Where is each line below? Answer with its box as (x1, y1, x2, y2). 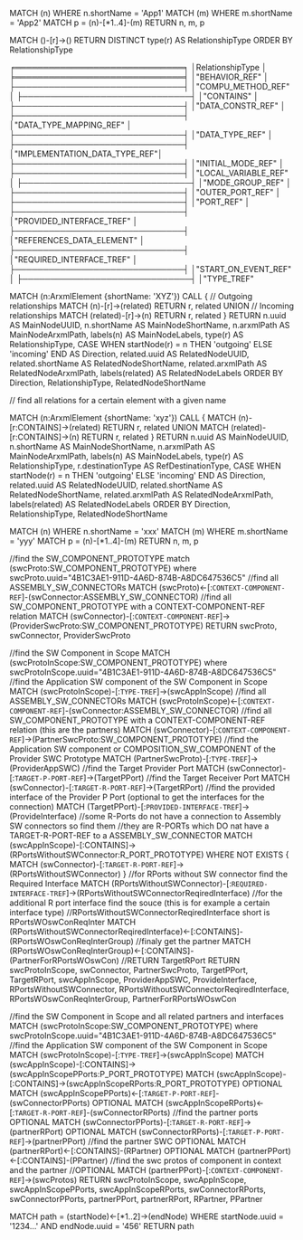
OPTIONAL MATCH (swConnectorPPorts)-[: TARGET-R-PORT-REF (9, 1117, 241, 1127)
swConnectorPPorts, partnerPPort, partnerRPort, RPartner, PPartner (9, 1194, 263, 1204)
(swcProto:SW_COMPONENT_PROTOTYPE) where (9, 563, 197, 573)
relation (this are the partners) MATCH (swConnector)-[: (9, 724, 219, 735)
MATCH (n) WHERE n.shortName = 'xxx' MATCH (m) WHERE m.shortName (9, 526, 289, 536)
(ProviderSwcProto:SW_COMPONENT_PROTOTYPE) (9, 620, 204, 631)
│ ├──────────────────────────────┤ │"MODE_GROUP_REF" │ (9, 177, 292, 188)
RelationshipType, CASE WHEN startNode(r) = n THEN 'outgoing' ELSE (9, 339, 273, 349)
